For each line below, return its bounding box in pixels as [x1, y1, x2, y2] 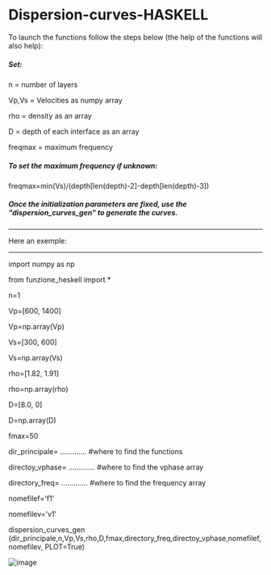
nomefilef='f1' [8, 494, 55, 503]
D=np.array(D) [8, 415, 56, 425]
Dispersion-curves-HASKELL [8, 6, 209, 24]
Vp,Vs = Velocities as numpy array [8, 95, 123, 105]
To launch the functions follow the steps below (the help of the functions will [8, 32, 263, 42]
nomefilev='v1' [8, 509, 57, 519]
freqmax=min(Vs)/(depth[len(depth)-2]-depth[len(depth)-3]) [8, 181, 210, 190]
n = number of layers [8, 79, 78, 90]
